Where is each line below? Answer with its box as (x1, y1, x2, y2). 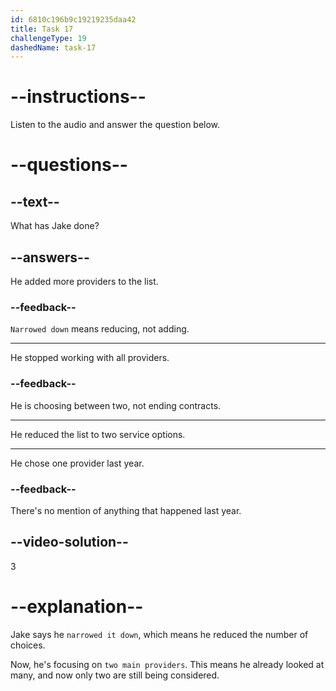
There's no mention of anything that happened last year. (10, 504, 242, 516)
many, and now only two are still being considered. (10, 669, 220, 681)
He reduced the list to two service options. (10, 428, 186, 440)
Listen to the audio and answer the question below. (10, 119, 221, 131)
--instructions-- (10, 86, 147, 108)
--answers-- (10, 249, 90, 266)
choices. (10, 639, 46, 651)
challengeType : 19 (10, 33, 87, 43)
